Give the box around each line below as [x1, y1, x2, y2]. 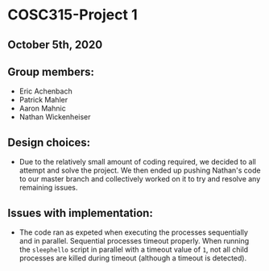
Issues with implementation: [7, 206, 154, 219]
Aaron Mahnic [19, 103, 66, 114]
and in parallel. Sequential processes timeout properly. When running [19, 236, 250, 246]
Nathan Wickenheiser [19, 112, 91, 122]
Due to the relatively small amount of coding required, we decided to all [19, 157, 257, 167]
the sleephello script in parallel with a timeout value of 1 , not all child [19, 244, 249, 255]
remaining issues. [19, 183, 78, 193]
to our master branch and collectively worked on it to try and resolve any [19, 174, 261, 184]
